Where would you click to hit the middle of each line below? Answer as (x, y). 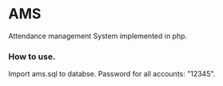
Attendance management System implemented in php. (98, 36)
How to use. (32, 57)
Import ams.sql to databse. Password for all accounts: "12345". (112, 74)
